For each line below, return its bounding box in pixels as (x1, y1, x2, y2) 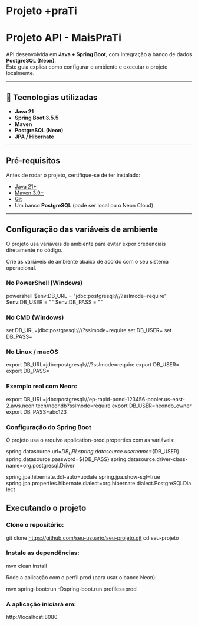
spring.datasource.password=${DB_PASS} (6, 455, 110, 462)
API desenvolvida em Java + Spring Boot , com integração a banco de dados (6, 51, 192, 58)
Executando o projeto (6, 503, 87, 513)
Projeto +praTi (6, 4, 78, 18)
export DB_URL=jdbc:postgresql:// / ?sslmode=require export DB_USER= (6, 361, 180, 368)
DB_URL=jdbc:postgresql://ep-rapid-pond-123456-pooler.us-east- (23, 395, 186, 403)
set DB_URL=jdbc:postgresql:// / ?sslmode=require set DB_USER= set (6, 327, 172, 334)
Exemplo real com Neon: (6, 382, 78, 391)
